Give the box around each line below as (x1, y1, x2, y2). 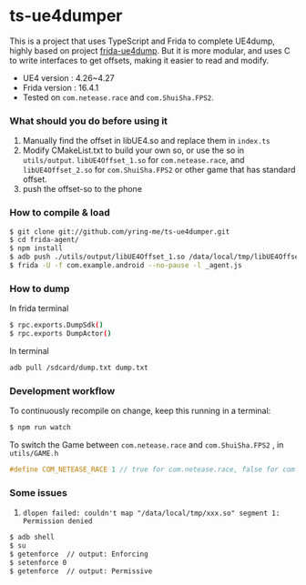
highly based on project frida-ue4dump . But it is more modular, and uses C (9, 45, 291, 55)
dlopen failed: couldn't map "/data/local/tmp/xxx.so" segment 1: (22, 509, 280, 519)
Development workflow (9, 384, 116, 397)
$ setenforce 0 (9, 558, 67, 567)
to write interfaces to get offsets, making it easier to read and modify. (9, 55, 270, 66)
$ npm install (9, 244, 64, 253)
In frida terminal (9, 303, 69, 314)
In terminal (9, 345, 50, 356)
